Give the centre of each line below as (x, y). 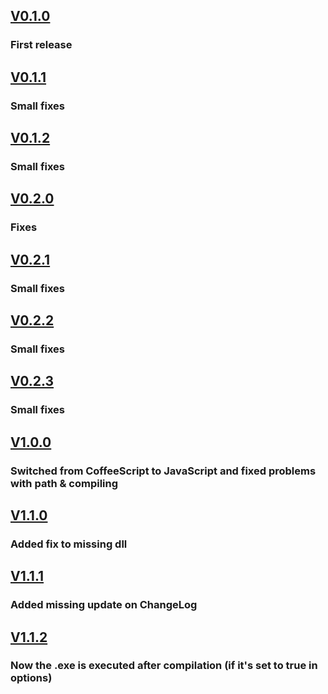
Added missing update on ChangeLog (104, 605)
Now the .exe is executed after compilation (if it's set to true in (164, 666)
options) (31, 678)
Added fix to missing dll (69, 544)
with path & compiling (64, 483)
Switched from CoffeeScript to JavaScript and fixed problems (163, 471)
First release (41, 45)
